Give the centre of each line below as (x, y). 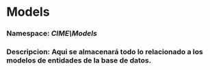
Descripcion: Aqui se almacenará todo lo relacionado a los (105, 52)
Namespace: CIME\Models (52, 34)
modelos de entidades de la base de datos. (79, 60)
